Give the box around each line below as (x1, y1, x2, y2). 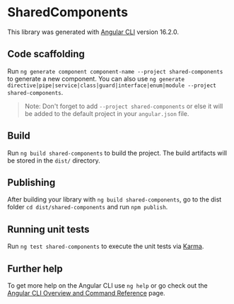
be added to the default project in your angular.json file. (24, 109, 189, 117)
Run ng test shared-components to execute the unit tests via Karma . (7, 242, 204, 251)
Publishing (7, 176, 56, 188)
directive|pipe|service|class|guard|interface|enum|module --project (7, 82, 217, 89)
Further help (7, 262, 64, 274)
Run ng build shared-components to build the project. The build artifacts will (7, 148, 228, 157)
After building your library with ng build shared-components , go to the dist (7, 195, 222, 204)
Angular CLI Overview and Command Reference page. (7, 289, 165, 297)
